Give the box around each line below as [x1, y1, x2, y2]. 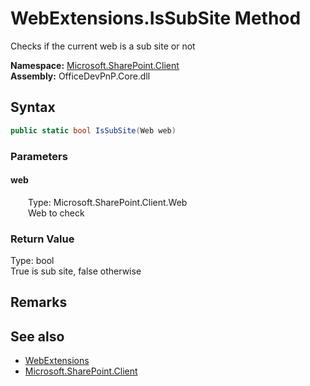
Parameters [10, 149, 68, 163]
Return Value [10, 232, 75, 246]
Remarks [10, 294, 68, 311]
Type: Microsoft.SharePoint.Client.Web [28, 196, 188, 208]
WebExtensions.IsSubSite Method [10, 7, 302, 30]
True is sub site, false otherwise [10, 265, 142, 277]
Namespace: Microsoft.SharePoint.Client [10, 59, 180, 71]
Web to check [28, 207, 85, 219]
